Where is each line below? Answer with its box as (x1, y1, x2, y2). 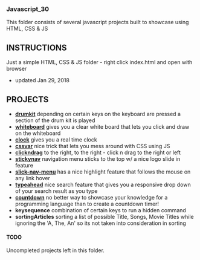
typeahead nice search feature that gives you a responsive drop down (15, 181, 192, 188)
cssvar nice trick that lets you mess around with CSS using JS (15, 142, 170, 149)
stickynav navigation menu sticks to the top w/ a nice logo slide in (15, 155, 181, 162)
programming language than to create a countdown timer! (15, 200, 159, 207)
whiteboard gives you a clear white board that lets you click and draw (15, 123, 190, 130)
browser (6, 65, 27, 73)
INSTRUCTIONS (6, 42, 68, 53)
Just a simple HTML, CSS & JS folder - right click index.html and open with (6, 59, 193, 66)
